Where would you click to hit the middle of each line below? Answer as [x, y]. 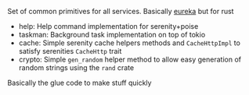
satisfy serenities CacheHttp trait [70, 51]
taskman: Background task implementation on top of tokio [112, 35]
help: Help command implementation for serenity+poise [108, 26]
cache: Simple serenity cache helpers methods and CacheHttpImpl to [129, 43]
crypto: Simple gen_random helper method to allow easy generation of [130, 59]
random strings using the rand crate [76, 68]
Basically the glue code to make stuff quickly [79, 83]
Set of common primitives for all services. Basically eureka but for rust [121, 11]
